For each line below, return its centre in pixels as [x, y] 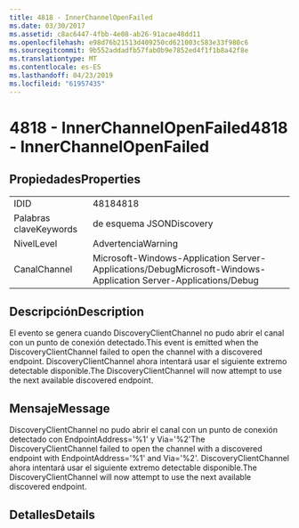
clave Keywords [46, 229]
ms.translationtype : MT [53, 59]
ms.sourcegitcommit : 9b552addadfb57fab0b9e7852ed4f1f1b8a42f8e [129, 51]
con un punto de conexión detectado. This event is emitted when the [134, 343]
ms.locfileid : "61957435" [57, 84]
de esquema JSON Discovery [153, 223]
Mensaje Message [60, 408]
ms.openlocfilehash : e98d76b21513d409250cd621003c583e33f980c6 [129, 42]
